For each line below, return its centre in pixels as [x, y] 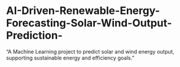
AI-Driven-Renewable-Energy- [83, 11]
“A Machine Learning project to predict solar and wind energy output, [90, 51]
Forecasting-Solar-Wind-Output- [89, 23]
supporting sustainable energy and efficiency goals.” [70, 58]
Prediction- [35, 36]
